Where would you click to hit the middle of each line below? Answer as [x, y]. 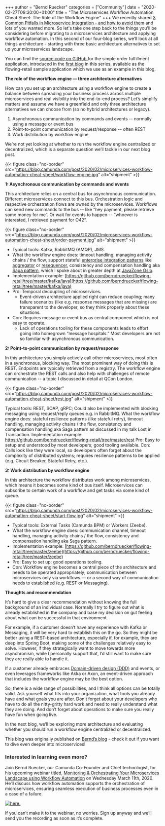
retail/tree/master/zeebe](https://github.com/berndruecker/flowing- [81, 551]
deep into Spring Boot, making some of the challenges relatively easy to [78, 643]
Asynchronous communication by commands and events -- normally [82, 119]
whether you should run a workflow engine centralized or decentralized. [78, 729]
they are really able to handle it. [37, 659]
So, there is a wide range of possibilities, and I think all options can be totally [83, 688]
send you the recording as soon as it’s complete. [54, 818]
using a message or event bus [43, 124]
